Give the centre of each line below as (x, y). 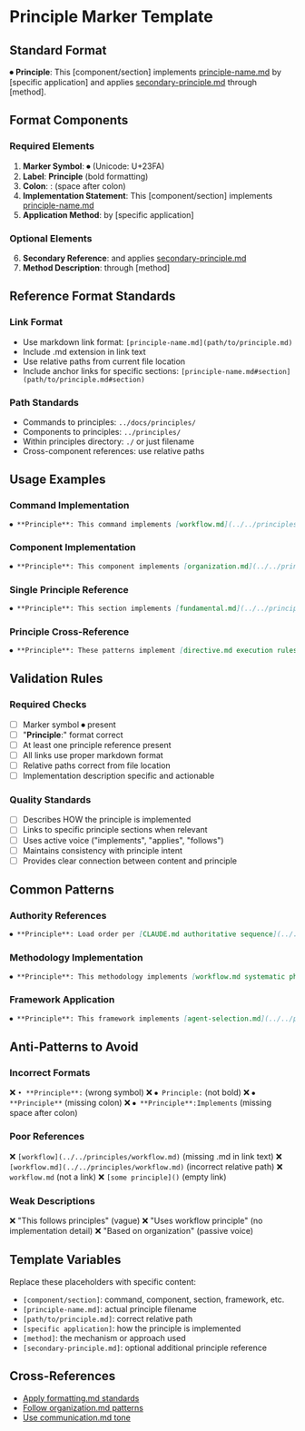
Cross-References (63, 1376)
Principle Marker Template (111, 17)
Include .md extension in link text (84, 351)
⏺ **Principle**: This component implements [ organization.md (129, 566)
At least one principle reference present (97, 745)
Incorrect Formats (50, 1072)
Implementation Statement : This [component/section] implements (148, 195)
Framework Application (62, 1000)
